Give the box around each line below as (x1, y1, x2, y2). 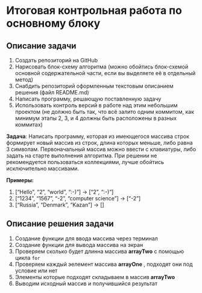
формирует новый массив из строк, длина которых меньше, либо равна (6, 139, 193, 146)
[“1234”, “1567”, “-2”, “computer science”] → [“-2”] (14, 195, 141, 202)
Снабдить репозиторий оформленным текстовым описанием (14, 82, 174, 90)
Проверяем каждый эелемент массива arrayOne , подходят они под (14, 260, 193, 268)
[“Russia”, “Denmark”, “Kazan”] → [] (14, 201, 104, 208)
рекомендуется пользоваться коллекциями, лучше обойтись (6, 159, 165, 165)
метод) (14, 76, 34, 83)
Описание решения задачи (6, 219, 114, 229)
